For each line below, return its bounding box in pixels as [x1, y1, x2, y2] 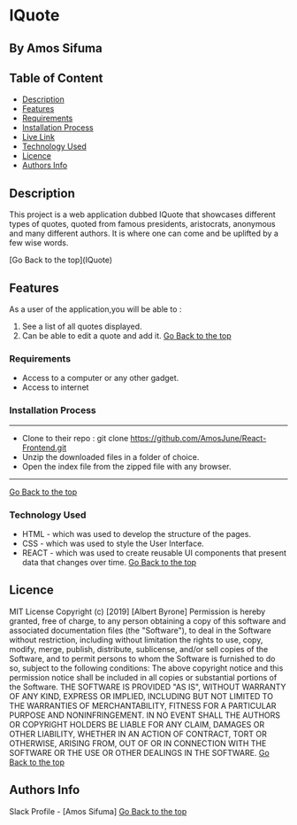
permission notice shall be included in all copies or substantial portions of [9, 672, 278, 682]
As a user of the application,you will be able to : [9, 304, 182, 315]
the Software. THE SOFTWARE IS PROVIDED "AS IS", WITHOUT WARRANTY [9, 681, 286, 692]
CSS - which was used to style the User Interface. [21, 538, 205, 549]
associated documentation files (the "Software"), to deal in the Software [9, 625, 272, 635]
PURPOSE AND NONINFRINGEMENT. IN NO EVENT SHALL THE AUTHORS [9, 710, 281, 720]
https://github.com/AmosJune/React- [130, 432, 267, 443]
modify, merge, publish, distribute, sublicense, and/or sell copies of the [9, 643, 269, 654]
